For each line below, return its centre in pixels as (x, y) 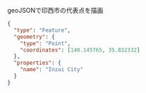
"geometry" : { (34, 37)
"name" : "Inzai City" (51, 70)
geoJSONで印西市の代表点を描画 (55, 10)
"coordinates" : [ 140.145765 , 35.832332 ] (80, 50)
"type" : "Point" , (45, 43)
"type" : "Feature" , (42, 30)
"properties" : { (37, 63)
